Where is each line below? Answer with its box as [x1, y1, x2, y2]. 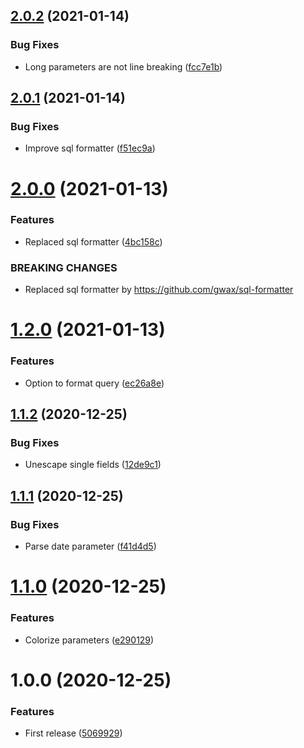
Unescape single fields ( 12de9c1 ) [24, 459, 162, 471]
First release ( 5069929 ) [24, 727, 123, 739]
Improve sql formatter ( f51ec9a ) [24, 142, 156, 154]
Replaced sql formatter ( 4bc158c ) [24, 235, 163, 248]
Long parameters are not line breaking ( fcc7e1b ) [24, 60, 223, 73]
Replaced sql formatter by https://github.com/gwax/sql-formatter [24, 284, 294, 296]
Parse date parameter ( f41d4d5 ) [24, 540, 157, 553]
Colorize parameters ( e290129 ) [24, 634, 155, 646]
